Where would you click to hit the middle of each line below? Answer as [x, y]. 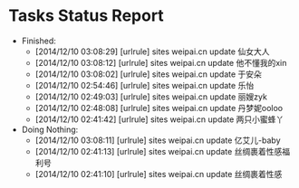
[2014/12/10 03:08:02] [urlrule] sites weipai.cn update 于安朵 [148, 74]
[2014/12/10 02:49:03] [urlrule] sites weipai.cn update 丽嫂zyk [151, 97]
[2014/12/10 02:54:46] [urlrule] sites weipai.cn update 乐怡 [145, 85]
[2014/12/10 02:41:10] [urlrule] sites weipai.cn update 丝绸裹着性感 [159, 174]
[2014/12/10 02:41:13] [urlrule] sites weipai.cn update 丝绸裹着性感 [159, 151]
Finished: [39, 41]
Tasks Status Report [86, 16]
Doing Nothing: [50, 129]
